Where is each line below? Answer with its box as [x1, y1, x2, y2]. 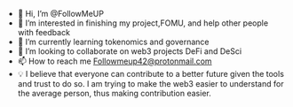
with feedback [17, 27, 71, 37]
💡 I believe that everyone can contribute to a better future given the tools [17, 69, 284, 79]
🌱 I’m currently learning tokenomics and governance [17, 36, 210, 47]
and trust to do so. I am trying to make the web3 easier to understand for [17, 79, 284, 88]
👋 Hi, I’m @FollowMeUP [17, 9, 105, 19]
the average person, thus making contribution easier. [17, 88, 211, 98]
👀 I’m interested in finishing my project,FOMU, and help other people [17, 18, 269, 28]
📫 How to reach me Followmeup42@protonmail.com [17, 56, 212, 66]
